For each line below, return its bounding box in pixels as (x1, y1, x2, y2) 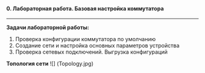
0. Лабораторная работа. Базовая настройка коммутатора (6, 5, 164, 12)
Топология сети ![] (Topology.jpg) (6, 60, 93, 68)
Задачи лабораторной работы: (6, 24, 90, 31)
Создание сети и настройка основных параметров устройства (15, 42, 180, 49)
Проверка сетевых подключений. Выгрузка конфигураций (15, 48, 168, 56)
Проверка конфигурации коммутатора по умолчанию (15, 36, 156, 43)
